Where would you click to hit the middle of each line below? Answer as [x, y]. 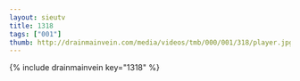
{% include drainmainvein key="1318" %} [85, 68]
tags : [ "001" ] [36, 34]
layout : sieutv [37, 17]
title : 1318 [31, 26]
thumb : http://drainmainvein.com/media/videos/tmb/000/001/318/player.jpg [151, 42]
